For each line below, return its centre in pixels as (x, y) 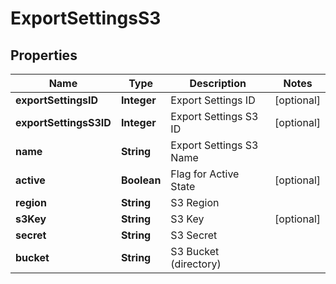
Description (218, 83)
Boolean (141, 180)
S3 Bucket (195, 251)
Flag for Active (205, 174)
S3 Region (195, 202)
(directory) (196, 264)
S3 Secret (194, 235)
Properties (44, 55)
